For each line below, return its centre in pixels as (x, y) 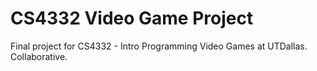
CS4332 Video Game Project (132, 18)
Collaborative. (39, 56)
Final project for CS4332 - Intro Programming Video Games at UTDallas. (159, 46)
